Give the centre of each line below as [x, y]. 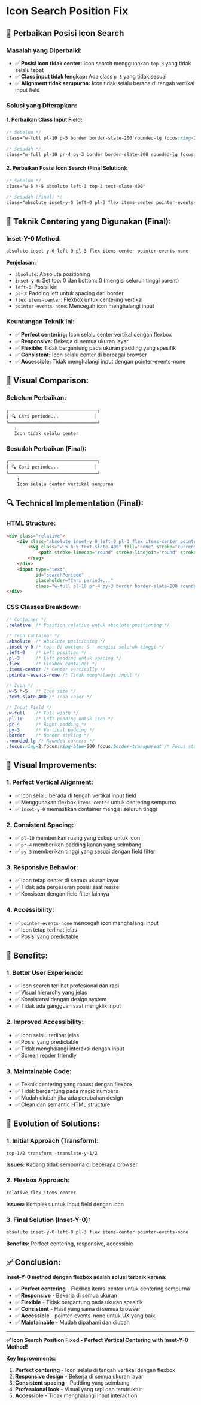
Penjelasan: [21, 262]
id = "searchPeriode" [60, 575]
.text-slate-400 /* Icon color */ [49, 697]
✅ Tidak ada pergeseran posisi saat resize [67, 887]
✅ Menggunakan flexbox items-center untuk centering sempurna [95, 802]
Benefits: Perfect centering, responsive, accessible [70, 1244]
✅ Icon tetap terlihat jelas [46, 930]
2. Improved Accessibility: [45, 1022]
